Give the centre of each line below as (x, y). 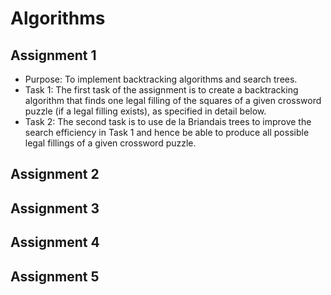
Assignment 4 (55, 242)
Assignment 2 (55, 174)
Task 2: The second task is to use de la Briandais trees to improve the (168, 121)
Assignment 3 (55, 208)
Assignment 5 (55, 276)
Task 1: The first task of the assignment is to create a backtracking (161, 90)
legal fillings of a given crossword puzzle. (110, 143)
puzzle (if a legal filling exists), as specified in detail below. (145, 111)
